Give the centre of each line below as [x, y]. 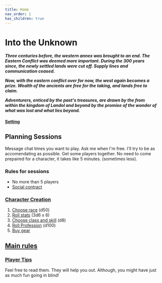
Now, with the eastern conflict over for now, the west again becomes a [77, 81]
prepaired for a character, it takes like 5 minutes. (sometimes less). [71, 159]
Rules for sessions [27, 171]
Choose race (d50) [31, 210]
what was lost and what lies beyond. [43, 111]
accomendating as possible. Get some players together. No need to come [78, 153]
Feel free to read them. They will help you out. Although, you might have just [81, 270]
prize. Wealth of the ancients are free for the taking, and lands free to [76, 86]
